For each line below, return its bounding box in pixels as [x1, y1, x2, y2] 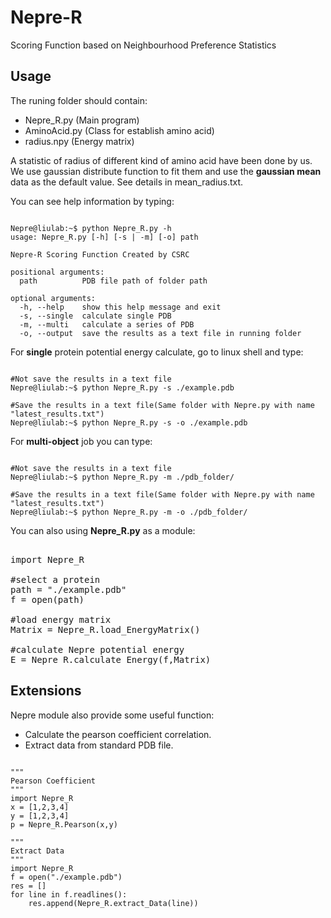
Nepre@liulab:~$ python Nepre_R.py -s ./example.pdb [10, 382, 235, 393]
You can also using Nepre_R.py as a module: [10, 524, 196, 536]
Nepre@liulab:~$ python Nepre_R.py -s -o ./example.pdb [10, 417, 248, 428]
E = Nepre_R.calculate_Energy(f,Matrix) [10, 654, 212, 665]
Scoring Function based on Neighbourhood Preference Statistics [10, 39, 277, 51]
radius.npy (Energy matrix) [24, 135, 135, 147]
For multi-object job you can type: [10, 435, 153, 447]
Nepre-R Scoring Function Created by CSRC [10, 249, 190, 260]
